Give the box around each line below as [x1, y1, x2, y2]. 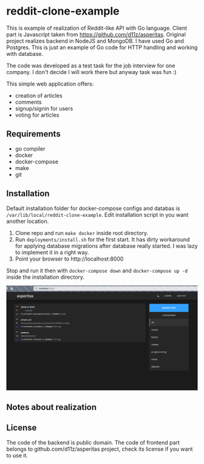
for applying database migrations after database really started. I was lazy [15, 242, 198, 250]
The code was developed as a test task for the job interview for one [6, 62, 175, 69]
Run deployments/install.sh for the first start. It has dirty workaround [15, 236, 190, 243]
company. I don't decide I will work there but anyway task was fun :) [6, 68, 177, 75]
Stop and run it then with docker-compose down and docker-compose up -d [6, 267, 188, 274]
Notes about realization [6, 402, 97, 412]
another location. [6, 217, 49, 225]
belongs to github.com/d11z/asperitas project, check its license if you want [6, 445, 193, 452]
